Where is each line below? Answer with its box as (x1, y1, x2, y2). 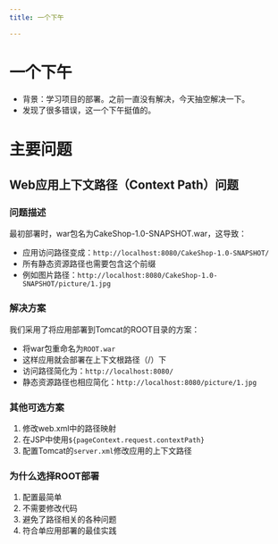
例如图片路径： (21, 270, 78, 280)
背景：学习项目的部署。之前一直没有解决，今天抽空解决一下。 (21, 93, 250, 104)
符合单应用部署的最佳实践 (21, 525, 117, 536)
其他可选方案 (9, 401, 65, 414)
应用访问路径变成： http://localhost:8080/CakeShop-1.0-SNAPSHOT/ (21, 247, 270, 258)
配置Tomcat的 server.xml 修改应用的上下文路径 (21, 446, 192, 456)
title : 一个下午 (9, 13, 64, 22)
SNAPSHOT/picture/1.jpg (21, 280, 112, 289)
